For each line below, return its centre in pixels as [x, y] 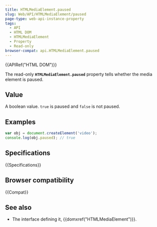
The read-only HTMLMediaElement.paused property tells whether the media [79, 74]
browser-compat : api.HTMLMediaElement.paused [52, 50]
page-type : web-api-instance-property [45, 19]
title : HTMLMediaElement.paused [38, 10]
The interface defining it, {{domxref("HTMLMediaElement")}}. [74, 219]
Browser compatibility [40, 180]
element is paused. [24, 79]
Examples [20, 122]
